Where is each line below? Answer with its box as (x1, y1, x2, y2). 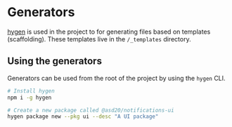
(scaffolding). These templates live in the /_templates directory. (7, 34, 191, 43)
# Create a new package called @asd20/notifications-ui (7, 107, 174, 114)
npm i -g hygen (7, 94, 52, 101)
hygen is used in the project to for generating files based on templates (7, 27, 211, 36)
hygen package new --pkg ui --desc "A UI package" (7, 113, 159, 120)
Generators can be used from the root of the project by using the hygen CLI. (7, 74, 226, 82)
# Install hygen (7, 87, 55, 95)
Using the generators (7, 55, 102, 67)
